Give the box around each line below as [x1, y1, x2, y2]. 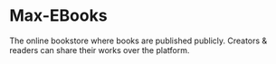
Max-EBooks [9, 5, 108, 26]
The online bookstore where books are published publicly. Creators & [9, 35, 268, 46]
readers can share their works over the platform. [9, 44, 190, 55]
